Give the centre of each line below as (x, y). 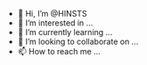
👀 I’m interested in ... (55, 23)
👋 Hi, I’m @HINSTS (52, 14)
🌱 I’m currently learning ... (65, 32)
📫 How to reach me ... (59, 51)
